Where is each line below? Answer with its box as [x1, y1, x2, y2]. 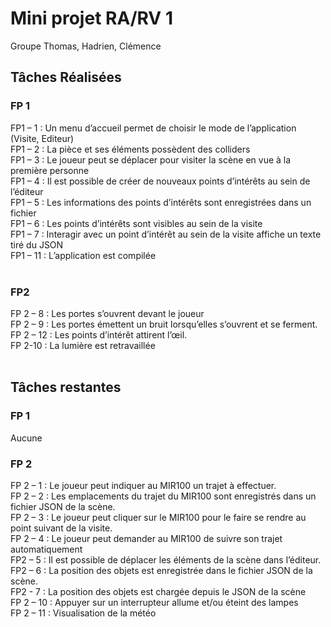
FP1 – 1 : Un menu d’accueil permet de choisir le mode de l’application [10, 122, 297, 134]
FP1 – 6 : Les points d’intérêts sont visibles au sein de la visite [10, 217, 263, 229]
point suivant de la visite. [10, 522, 113, 534]
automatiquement [10, 543, 83, 555]
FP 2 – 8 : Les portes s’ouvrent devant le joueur [10, 307, 205, 319]
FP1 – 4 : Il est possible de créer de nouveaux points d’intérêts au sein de [10, 175, 311, 187]
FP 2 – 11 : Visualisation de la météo [10, 607, 157, 619]
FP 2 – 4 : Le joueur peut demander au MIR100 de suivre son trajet [10, 532, 283, 544]
